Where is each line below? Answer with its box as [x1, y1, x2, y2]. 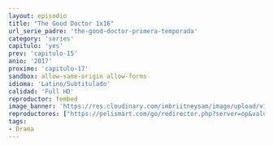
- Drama [8, 125, 35, 133]
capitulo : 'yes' [8, 42, 63, 50]
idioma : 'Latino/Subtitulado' [8, 79, 111, 88]
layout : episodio [8, 11, 67, 20]
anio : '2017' [8, 58, 53, 66]
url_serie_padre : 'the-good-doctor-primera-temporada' [8, 27, 198, 35]
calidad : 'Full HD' [8, 87, 75, 96]
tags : [8, 118, 27, 126]
